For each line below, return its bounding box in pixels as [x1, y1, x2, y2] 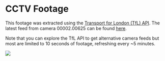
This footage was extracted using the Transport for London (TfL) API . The [5, 20, 160, 26]
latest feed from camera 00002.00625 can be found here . [5, 25, 127, 31]
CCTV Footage [5, 3, 69, 15]
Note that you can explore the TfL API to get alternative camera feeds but [5, 35, 159, 41]
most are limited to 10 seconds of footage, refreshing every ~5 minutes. [5, 40, 155, 46]
